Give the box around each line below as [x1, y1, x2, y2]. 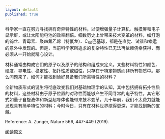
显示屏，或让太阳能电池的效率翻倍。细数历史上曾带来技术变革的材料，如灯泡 [5, 32, 160, 38]
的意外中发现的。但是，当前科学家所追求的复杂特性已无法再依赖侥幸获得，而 [5, 45, 160, 51]
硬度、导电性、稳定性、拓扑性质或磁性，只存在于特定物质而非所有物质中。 [5, 68, 156, 74]
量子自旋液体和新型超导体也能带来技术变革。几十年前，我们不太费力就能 [13, 97, 160, 103]
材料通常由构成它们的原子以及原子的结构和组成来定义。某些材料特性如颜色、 [5, 62, 160, 68]
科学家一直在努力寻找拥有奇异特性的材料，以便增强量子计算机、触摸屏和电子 [5, 26, 160, 32]
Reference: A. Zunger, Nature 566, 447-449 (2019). [5, 119, 110, 125]
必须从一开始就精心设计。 [5, 51, 57, 57]
